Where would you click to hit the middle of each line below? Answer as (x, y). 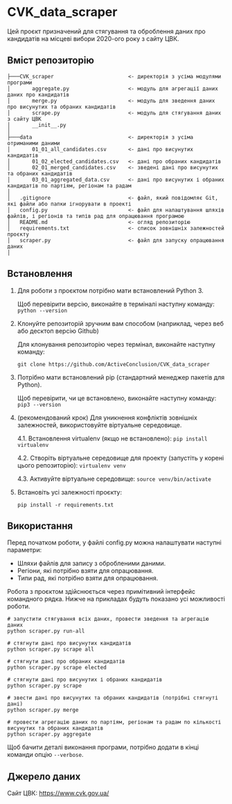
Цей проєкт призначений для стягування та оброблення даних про (106, 31)
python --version (42, 310)
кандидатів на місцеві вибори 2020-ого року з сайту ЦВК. (93, 38)
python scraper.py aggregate (49, 735)
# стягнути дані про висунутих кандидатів (69, 643)
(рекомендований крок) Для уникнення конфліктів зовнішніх (107, 418)
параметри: (25, 550)
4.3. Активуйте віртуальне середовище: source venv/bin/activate (114, 479)
